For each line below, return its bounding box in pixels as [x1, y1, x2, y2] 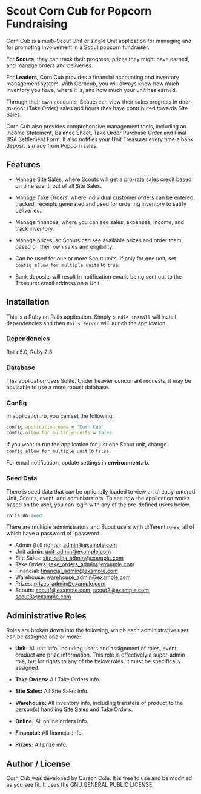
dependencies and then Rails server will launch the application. [6, 319, 168, 326]
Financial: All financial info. [15, 729, 84, 736]
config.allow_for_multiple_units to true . [15, 261, 120, 268]
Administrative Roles [6, 610, 87, 621]
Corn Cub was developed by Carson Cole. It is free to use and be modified [6, 775, 193, 782]
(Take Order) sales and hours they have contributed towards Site [26, 104, 188, 111]
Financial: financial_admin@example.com [15, 567, 118, 575]
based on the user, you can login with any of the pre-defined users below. [6, 501, 191, 508]
